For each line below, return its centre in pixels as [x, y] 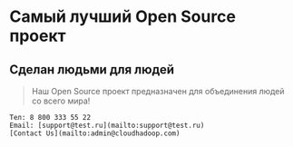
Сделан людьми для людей [92, 69]
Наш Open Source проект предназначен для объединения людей [158, 91]
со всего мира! [61, 101]
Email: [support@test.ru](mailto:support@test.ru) [107, 125]
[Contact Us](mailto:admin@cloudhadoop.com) [95, 133]
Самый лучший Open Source [122, 17]
